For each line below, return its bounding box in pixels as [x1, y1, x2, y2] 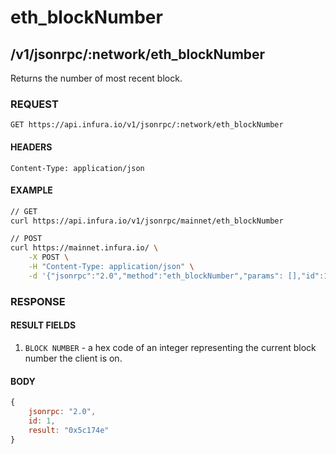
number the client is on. [24, 352, 123, 364]
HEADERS [10, 141, 53, 153]
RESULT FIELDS [10, 319, 77, 331]
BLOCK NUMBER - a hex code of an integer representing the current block [24, 341, 317, 353]
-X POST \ [28, 252, 70, 263]
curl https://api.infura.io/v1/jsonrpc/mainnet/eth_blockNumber [10, 216, 284, 226]
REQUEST [10, 97, 59, 111]
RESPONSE [10, 294, 66, 308]
